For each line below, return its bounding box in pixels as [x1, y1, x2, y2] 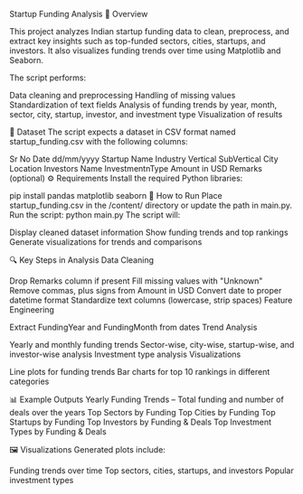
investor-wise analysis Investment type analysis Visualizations [9, 349, 241, 359]
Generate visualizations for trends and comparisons [9, 237, 203, 247]
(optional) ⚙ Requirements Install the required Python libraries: [9, 172, 243, 183]
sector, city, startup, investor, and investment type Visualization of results [9, 109, 283, 119]
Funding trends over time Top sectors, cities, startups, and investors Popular [9, 465, 294, 476]
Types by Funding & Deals [9, 426, 107, 437]
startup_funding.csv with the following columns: [9, 136, 188, 146]
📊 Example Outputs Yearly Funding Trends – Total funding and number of [9, 394, 285, 405]
